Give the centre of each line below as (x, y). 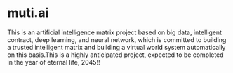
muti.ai (28, 13)
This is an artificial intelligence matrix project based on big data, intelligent (115, 32)
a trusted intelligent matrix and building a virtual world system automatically (116, 47)
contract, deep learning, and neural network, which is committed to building (117, 39)
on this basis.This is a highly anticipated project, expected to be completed (115, 55)
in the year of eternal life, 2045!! (54, 62)
